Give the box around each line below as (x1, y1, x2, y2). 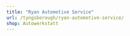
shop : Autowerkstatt (6, 20, 59, 26)
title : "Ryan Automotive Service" (6, 9, 95, 15)
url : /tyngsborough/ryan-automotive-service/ (6, 15, 124, 21)
